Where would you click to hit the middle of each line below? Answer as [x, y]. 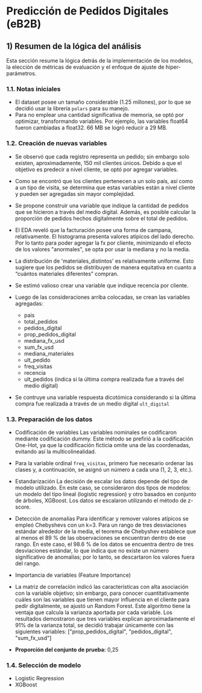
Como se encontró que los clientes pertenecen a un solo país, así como [104, 181]
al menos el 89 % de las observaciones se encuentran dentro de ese [100, 538]
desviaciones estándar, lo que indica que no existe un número [92, 550]
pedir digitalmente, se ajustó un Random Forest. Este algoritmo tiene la [103, 606]
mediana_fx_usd [44, 340]
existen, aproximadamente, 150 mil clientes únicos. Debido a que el [98, 163]
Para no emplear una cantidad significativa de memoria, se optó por [99, 115]
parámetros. [21, 73]
